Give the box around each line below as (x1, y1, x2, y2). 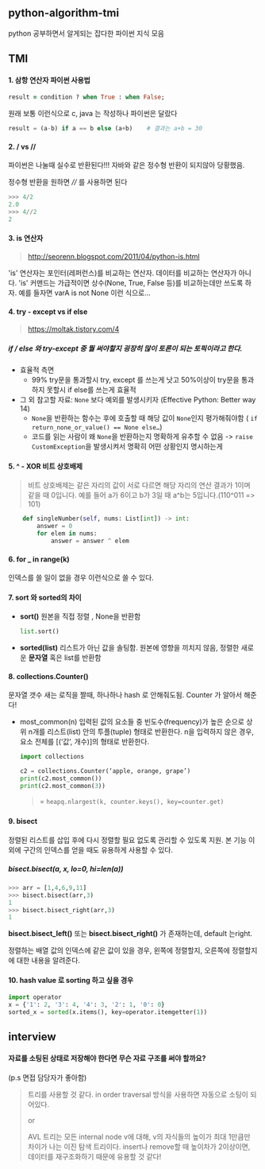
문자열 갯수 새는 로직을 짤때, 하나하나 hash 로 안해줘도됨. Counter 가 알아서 (8, 690, 243, 700)
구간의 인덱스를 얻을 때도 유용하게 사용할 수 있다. (22, 845, 173, 854)
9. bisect (8, 817, 38, 826)
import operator (8, 993, 62, 1001)
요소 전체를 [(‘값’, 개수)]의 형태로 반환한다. (19, 737, 149, 747)
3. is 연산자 (8, 234, 44, 243)
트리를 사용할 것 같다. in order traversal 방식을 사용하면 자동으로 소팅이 (27, 1089, 248, 1099)
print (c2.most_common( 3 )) (19, 783, 106, 790)
